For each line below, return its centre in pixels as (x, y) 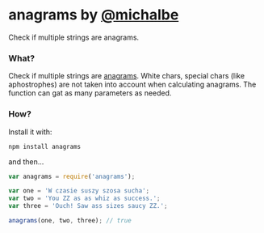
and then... (26, 161)
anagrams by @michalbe (94, 15)
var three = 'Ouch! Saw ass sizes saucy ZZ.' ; (88, 206)
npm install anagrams (45, 146)
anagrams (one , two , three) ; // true (70, 221)
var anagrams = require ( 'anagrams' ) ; (72, 176)
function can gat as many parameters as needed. (90, 93)
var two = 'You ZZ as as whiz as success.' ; (84, 199)
